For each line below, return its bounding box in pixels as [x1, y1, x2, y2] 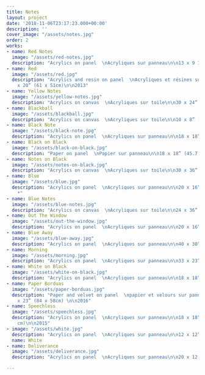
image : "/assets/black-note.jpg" [12, 128, 97, 134]
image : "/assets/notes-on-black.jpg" [12, 162, 108, 168]
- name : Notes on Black [6, 156, 67, 162]
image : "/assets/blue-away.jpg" [12, 235, 95, 241]
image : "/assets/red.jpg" [12, 71, 78, 77]
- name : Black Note [6, 122, 56, 128]
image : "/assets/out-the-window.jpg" [12, 219, 108, 225]
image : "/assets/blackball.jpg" [12, 111, 95, 117]
